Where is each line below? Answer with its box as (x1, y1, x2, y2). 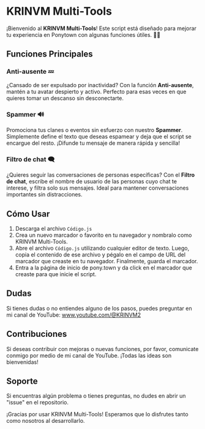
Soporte (6, 376, 38, 387)
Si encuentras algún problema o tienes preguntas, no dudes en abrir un (6, 392, 186, 400)
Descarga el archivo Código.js (15, 225, 92, 233)
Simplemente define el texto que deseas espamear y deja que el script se (6, 133, 192, 140)
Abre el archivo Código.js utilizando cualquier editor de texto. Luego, (15, 244, 190, 252)
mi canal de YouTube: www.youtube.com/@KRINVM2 (6, 311, 141, 319)
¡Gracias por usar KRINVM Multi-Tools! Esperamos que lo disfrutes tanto (6, 411, 188, 418)
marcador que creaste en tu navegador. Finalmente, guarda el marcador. (15, 258, 198, 265)
